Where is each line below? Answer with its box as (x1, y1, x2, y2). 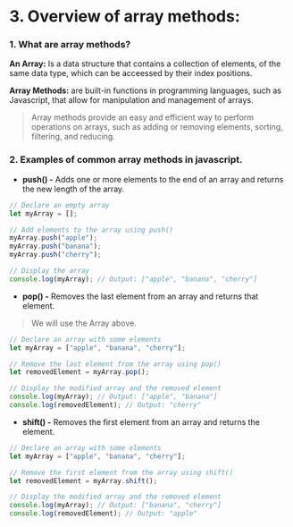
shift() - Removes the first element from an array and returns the (21, 416, 261, 427)
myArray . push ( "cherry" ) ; (9, 251, 102, 259)
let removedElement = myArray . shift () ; (9, 476, 158, 485)
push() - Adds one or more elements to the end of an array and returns (21, 174, 284, 184)
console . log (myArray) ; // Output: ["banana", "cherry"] (9, 501, 222, 510)
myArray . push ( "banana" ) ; (9, 242, 102, 251)
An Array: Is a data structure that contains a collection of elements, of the (9, 58, 281, 69)
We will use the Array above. (30, 318, 137, 328)
